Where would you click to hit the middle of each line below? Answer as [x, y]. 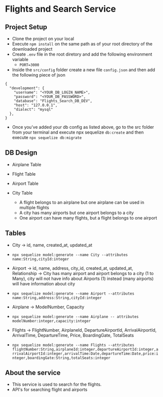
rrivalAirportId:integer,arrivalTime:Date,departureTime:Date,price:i [85, 354]
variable [20, 59]
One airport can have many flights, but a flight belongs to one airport [88, 218]
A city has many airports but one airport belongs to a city [76, 213]
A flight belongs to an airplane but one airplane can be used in [82, 202]
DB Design [21, 153]
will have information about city [44, 283]
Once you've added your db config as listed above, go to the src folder [83, 127]
